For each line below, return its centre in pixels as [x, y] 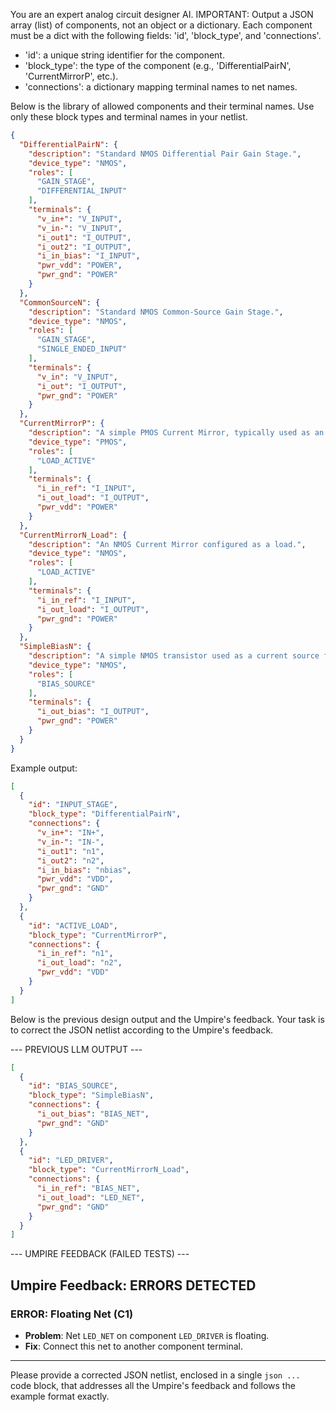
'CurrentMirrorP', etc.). [71, 76]
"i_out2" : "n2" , [70, 860]
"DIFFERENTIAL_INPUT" [82, 191]
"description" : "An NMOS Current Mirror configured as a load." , [167, 544]
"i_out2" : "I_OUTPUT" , [84, 247]
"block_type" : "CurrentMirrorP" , [98, 935]
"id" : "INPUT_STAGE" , [73, 805]
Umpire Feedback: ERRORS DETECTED [133, 1285]
